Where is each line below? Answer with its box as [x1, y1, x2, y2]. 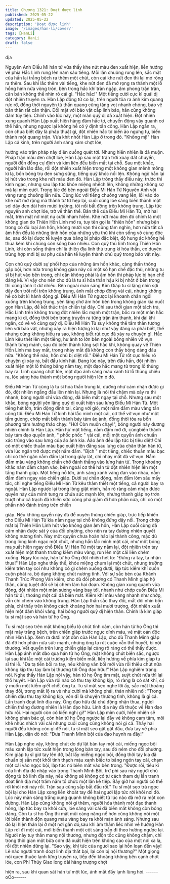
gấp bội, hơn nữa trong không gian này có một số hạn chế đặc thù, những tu [5, 266, 164, 272]
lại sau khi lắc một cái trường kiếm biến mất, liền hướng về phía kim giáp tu [5, 655, 160, 661]
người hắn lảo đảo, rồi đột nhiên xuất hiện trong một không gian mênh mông [5, 165, 163, 171]
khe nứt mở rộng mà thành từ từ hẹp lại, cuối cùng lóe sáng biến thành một [5, 197, 161, 203]
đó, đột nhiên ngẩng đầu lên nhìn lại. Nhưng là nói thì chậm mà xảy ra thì [5, 389, 156, 395]
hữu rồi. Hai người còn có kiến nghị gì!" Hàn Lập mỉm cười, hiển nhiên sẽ [5, 709, 156, 716]
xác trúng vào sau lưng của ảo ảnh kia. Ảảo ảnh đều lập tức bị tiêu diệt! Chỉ [5, 437, 162, 443]
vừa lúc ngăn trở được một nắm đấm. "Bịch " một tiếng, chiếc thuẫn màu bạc [5, 448, 165, 454]
